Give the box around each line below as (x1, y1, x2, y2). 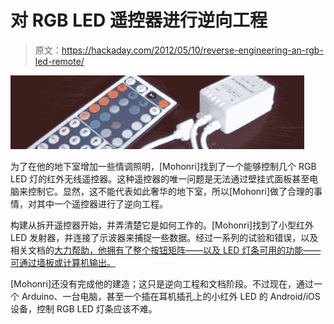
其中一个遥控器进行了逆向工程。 (36, 197, 168, 210)
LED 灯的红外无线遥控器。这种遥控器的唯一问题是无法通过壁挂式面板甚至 (10, 172, 310, 185)
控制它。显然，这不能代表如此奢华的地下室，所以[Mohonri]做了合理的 (27, 185, 314, 197)
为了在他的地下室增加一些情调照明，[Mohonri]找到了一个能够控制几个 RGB (10, 160, 317, 172)
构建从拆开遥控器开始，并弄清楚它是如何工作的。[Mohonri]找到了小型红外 (10, 219, 314, 231)
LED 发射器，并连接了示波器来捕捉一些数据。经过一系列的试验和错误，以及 (10, 231, 319, 243)
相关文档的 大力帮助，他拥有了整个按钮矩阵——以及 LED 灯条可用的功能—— (10, 244, 322, 256)
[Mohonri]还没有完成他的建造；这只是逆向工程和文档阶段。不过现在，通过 (10, 277, 314, 290)
